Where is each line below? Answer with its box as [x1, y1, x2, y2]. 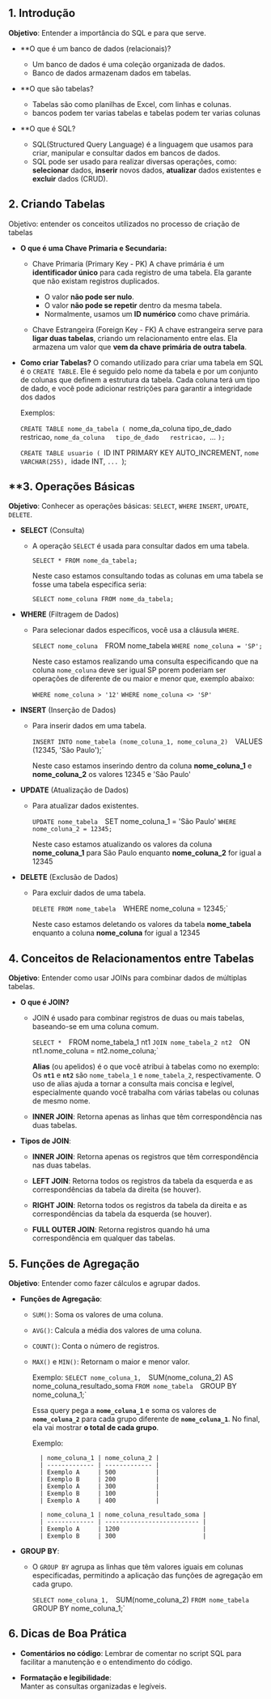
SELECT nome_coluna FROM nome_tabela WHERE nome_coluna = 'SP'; [32, 641, 263, 651]
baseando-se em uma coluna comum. [32, 1022, 159, 1031]
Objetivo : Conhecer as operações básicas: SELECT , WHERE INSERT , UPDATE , [8, 502, 249, 511]
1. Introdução [8, 6, 75, 20]
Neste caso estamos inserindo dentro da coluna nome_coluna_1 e [32, 761, 252, 771]
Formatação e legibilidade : [19, 1672, 112, 1682]
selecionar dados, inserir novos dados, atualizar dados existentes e [32, 165, 261, 175]
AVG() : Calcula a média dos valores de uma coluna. [32, 1325, 202, 1335]
